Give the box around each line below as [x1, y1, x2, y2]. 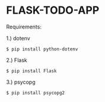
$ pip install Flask [6, 68, 58, 74]
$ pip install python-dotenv [6, 46, 78, 52]
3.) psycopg [6, 78, 36, 85]
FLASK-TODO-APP [6, 4, 100, 17]
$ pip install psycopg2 [6, 90, 65, 95]
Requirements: [6, 23, 42, 30]
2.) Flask [6, 56, 28, 63]
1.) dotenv [6, 34, 31, 42]
